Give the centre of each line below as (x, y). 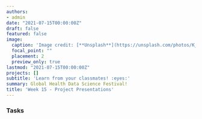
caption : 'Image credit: (43, 45)
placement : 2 (28, 56)
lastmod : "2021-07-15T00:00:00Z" (48, 67)
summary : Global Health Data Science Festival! (67, 84)
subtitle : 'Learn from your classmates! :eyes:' (68, 78)
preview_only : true (36, 62)
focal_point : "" (32, 51)
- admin (16, 17)
